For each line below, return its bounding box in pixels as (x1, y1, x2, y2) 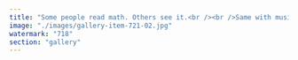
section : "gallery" (9, 37, 82, 47)
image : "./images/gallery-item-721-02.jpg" (9, 21, 173, 30)
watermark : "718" (9, 29, 74, 38)
